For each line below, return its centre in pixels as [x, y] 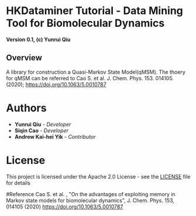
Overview [24, 58]
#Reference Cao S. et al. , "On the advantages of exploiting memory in [91, 194]
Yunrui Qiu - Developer [43, 124]
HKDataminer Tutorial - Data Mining [94, 11]
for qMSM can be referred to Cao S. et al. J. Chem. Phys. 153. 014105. [90, 78]
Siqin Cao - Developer [42, 131]
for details [18, 183]
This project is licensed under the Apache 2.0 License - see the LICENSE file [98, 176]
